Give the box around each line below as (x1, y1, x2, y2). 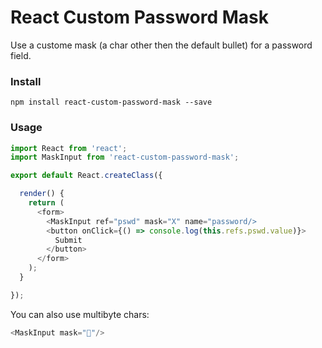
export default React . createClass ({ (10, 171, 163, 181)
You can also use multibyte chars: (10, 308, 150, 320)
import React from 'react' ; (10, 143, 128, 153)
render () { (19, 189, 65, 199)
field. (10, 49, 32, 61)
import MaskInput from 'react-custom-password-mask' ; (10, 152, 240, 163)
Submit (54, 235, 83, 245)
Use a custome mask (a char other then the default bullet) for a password (10, 39, 313, 51)
